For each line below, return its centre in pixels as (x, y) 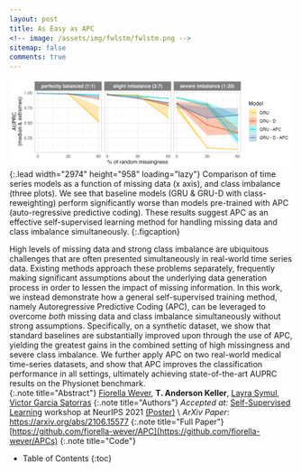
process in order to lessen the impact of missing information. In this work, (146, 288)
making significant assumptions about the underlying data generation (138, 278)
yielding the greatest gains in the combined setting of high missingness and (150, 345)
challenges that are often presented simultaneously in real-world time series (151, 259)
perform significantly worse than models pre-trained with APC (173, 203)
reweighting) (33, 203)
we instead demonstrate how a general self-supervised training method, (143, 297)
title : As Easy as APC (52, 28)
